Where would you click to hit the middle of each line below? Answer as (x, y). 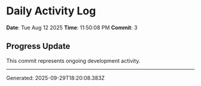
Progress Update (38, 46)
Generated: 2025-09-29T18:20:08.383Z (56, 78)
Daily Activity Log (51, 11)
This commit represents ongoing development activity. (73, 60)
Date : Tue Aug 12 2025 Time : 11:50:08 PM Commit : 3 (72, 27)
